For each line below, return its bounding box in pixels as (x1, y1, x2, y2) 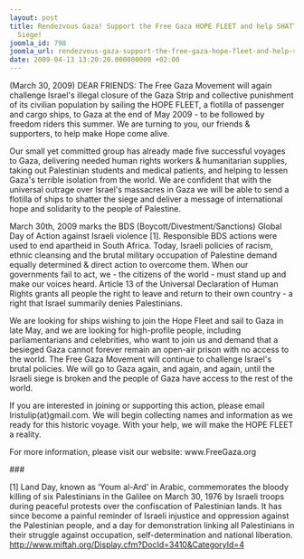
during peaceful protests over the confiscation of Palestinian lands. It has (9, 501, 282, 511)
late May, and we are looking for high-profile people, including (9, 325, 242, 336)
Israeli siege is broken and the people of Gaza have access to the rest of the (9, 373, 294, 384)
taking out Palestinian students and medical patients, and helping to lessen (9, 165, 288, 175)
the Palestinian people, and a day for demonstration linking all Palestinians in (9, 520, 295, 530)
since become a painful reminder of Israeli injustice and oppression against (9, 510, 290, 521)
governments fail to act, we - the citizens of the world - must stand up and (9, 269, 287, 279)
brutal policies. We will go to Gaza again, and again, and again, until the (9, 364, 275, 374)
